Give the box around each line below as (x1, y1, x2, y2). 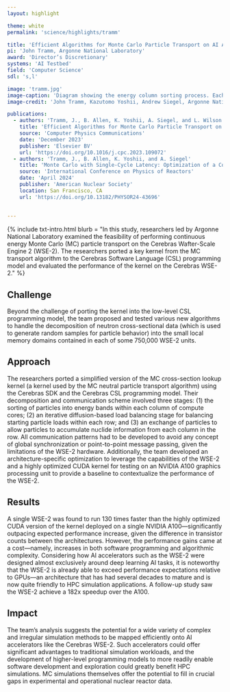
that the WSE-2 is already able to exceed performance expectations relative (7, 566, 221, 574)
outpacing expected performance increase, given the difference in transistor (7, 529, 222, 538)
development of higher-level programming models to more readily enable (7, 655, 214, 663)
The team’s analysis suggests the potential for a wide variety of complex (7, 625, 212, 634)
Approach (7, 356, 51, 368)
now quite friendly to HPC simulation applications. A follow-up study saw (7, 580, 213, 588)
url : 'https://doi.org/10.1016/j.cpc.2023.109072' (19, 149, 167, 156)
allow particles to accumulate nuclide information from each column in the (7, 425, 216, 433)
